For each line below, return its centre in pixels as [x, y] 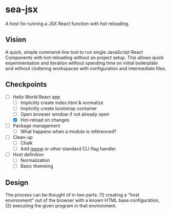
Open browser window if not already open [65, 114]
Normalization [35, 160]
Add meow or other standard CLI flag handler [68, 149]
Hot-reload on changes [45, 120]
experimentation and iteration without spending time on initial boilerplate [82, 63]
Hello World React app [36, 97]
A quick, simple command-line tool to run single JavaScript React [74, 52]
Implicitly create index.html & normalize [62, 102]
